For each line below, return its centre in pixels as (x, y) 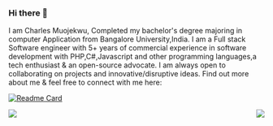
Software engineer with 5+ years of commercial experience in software (128, 48)
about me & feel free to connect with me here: (85, 83)
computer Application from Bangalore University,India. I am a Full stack (127, 39)
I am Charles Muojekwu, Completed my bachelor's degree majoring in (126, 31)
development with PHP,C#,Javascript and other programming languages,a (133, 57)
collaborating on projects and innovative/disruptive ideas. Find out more (129, 74)
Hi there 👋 (28, 13)
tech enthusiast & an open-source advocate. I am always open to (117, 65)
